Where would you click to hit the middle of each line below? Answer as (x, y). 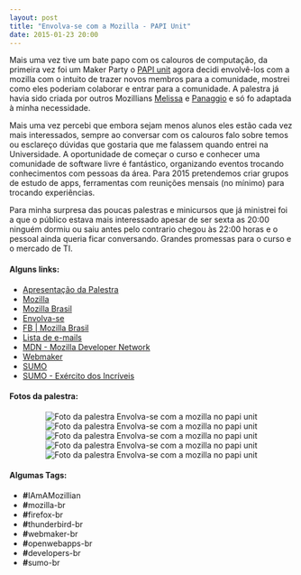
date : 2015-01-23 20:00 (54, 34)
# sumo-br (41, 562)
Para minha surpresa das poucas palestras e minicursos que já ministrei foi (149, 210)
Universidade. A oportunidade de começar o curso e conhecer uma (135, 154)
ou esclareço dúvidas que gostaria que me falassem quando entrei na (139, 144)
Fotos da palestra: (44, 396)
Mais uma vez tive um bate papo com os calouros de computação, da (139, 60)
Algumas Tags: (38, 476)
